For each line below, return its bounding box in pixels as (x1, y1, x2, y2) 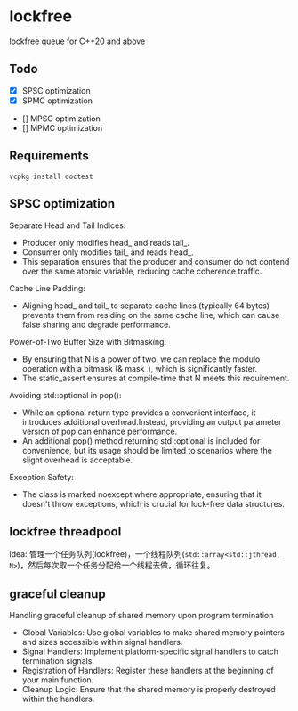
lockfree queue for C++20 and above (9, 36, 146, 46)
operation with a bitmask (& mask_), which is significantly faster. (21, 363, 258, 373)
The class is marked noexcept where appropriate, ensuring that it (21, 488, 262, 500)
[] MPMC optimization (21, 122, 103, 133)
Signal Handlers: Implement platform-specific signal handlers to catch (21, 646, 278, 657)
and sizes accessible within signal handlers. (21, 637, 183, 648)
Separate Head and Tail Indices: (9, 220, 126, 231)
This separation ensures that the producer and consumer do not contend (21, 256, 290, 266)
